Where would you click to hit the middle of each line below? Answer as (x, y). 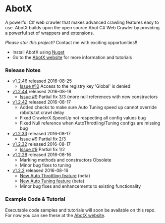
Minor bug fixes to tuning (45, 165)
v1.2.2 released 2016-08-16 (40, 170)
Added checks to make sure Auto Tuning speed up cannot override (88, 108)
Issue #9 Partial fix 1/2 (42, 150)
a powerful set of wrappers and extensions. (50, 33)
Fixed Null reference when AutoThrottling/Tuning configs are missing (90, 123)
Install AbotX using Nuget (38, 52)
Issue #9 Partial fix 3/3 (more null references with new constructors (89, 97)
